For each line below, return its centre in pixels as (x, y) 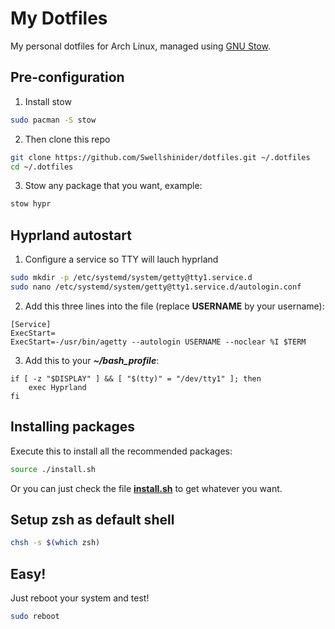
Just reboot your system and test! (80, 598)
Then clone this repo (67, 139)
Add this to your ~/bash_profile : (92, 360)
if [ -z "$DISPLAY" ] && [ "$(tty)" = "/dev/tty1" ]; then (136, 378)
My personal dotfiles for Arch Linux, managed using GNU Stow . (140, 46)
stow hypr (31, 204)
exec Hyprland (57, 387)
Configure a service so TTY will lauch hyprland (121, 259)
